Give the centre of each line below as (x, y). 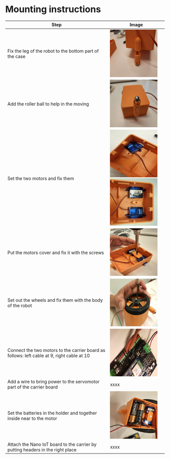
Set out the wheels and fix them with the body (55, 300)
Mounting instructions (53, 9)
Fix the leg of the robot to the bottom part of (53, 51)
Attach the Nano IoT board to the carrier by (52, 444)
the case (16, 56)
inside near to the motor (32, 418)
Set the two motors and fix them (41, 178)
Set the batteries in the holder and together (52, 413)
